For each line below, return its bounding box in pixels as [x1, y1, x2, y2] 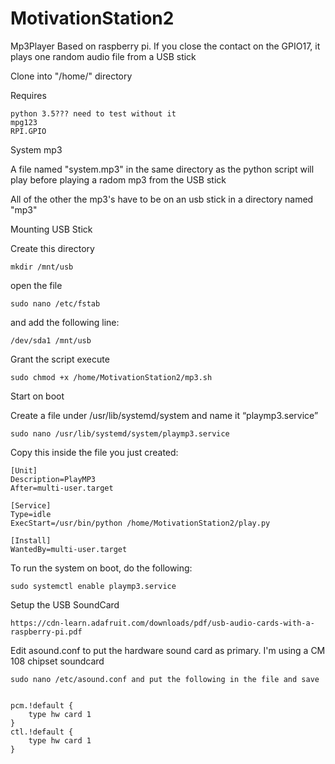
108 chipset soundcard [10, 655, 105, 667]
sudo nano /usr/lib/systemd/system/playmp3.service [10, 428, 230, 439]
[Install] [10, 535, 52, 546]
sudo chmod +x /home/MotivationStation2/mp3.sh [10, 372, 213, 382]
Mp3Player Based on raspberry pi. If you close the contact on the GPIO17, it [10, 40, 321, 52]
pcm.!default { [10, 700, 74, 711]
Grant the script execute [10, 353, 110, 365]
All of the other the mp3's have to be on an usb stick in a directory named [10, 193, 314, 205]
